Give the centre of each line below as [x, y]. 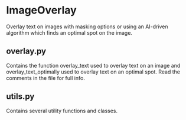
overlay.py [26, 51]
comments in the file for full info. [46, 78]
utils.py [20, 97]
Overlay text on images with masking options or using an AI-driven [87, 26]
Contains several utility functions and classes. [62, 111]
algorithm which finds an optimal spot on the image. [69, 32]
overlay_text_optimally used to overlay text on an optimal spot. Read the [93, 72]
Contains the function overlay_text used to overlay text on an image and [93, 65]
